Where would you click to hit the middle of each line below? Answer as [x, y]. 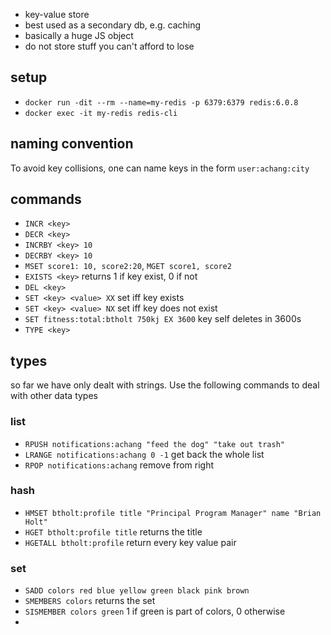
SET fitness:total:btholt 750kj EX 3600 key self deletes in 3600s [163, 319]
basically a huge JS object [79, 35]
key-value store [57, 14]
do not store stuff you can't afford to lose [109, 46]
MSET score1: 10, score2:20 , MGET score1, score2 [128, 266]
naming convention [72, 144]
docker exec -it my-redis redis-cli [101, 113]
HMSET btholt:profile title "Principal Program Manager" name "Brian [173, 513]
